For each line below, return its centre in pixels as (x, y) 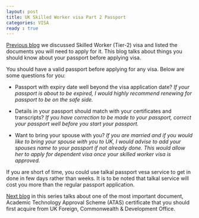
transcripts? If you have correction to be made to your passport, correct (103, 118)
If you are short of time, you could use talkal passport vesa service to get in (99, 172)
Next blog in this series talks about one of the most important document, (95, 196)
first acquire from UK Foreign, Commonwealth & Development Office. (91, 209)
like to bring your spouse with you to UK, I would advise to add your (98, 142)
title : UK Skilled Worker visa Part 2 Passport (66, 17)
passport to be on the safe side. (54, 100)
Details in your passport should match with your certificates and (93, 111)
